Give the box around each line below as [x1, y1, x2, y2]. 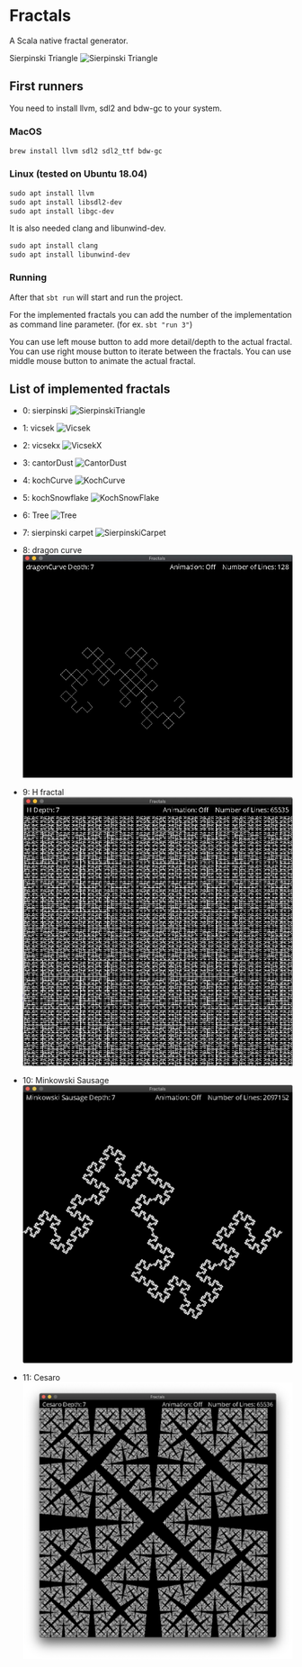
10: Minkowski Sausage [22, 1075, 110, 1086]
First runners [9, 78, 84, 95]
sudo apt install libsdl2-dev [9, 198, 123, 207]
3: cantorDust [22, 458, 74, 468]
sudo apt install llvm [9, 189, 94, 198]
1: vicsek [22, 422, 55, 433]
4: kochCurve [22, 475, 74, 486]
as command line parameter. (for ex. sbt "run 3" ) [9, 319, 193, 330]
